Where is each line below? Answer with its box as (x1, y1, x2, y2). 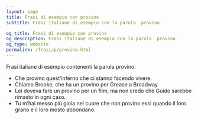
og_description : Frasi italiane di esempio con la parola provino (6, 36, 176, 42)
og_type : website (6, 41, 49, 47)
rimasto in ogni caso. (14, 93, 66, 101)
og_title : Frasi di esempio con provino (6, 30, 108, 36)
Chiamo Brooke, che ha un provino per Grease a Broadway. (14, 81, 160, 88)
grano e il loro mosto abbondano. (14, 106, 96, 113)
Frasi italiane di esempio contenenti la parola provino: (6, 63, 136, 70)
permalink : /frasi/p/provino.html (6, 47, 92, 53)
